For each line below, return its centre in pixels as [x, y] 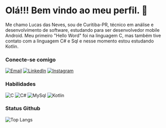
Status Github [23, 109]
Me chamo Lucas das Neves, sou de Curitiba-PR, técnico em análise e [79, 25]
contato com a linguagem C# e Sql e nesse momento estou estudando [80, 41]
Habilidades [20, 84]
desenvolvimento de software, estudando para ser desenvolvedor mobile [82, 30]
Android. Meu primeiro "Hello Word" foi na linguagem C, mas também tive [83, 35]
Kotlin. [12, 46]
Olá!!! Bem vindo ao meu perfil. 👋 [76, 10]
